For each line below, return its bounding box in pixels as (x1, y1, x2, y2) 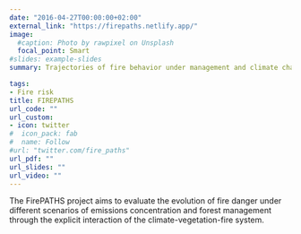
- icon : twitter (9, 121, 70, 130)
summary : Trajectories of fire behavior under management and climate (9, 64, 279, 73)
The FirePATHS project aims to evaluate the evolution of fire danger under (9, 195, 282, 206)
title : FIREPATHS (9, 96, 74, 105)
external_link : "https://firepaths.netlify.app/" (9, 22, 199, 30)
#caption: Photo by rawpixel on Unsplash (17, 38, 175, 48)
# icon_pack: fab (9, 129, 78, 139)
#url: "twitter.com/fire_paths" (9, 146, 130, 155)
